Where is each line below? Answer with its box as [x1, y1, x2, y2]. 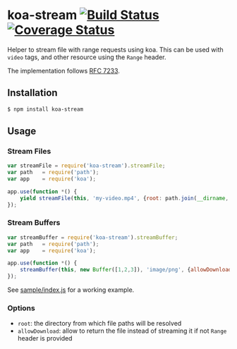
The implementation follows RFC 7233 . [7, 66, 120, 75]
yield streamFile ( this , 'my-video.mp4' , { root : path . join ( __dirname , [20, 195, 229, 202]
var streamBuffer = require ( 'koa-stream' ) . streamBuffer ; [7, 233, 178, 241]
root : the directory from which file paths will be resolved [17, 319, 182, 328]
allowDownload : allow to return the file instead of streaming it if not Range [17, 326, 227, 335]
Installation [7, 87, 58, 99]
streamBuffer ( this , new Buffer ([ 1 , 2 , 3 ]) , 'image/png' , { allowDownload [20, 267, 232, 274]
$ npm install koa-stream [7, 106, 83, 113]
